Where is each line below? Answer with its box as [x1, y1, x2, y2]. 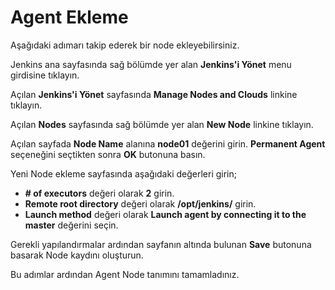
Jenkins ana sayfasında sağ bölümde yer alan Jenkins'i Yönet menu [10, 58, 292, 70]
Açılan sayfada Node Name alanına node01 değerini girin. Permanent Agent [10, 137, 326, 150]
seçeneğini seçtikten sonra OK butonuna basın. [10, 148, 206, 160]
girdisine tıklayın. [10, 69, 80, 81]
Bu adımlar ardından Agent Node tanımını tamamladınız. [10, 268, 240, 280]
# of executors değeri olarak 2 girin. [24, 187, 175, 199]
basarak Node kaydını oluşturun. [10, 249, 144, 261]
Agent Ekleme [10, 6, 129, 29]
